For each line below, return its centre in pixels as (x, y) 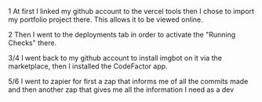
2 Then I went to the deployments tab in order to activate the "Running (122, 35)
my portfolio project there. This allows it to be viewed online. (106, 19)
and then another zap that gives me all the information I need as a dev (121, 90)
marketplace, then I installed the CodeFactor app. (88, 66)
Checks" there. (33, 43)
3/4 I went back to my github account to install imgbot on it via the (115, 58)
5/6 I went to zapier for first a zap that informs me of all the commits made (128, 81)
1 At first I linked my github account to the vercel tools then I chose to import (131, 11)
